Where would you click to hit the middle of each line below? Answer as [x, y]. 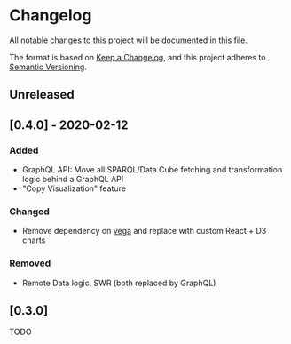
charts [34, 240]
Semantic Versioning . [48, 67]
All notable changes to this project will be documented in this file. [129, 40]
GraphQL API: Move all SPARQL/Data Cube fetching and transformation [152, 170]
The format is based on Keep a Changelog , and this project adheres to [138, 57]
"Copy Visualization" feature [74, 188]
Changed [30, 212]
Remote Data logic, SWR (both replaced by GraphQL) [119, 283]
